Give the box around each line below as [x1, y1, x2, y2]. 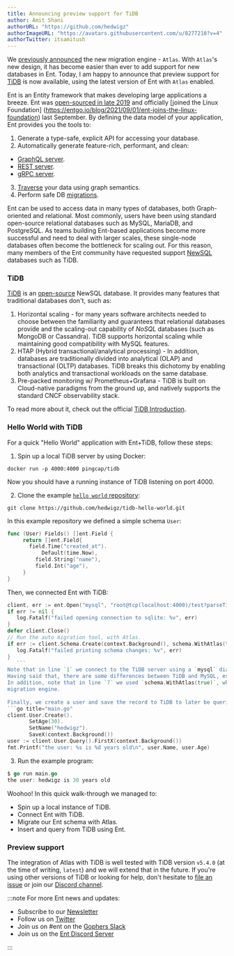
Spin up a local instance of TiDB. [17, 803, 111, 811]
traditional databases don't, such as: [7, 297, 112, 305]
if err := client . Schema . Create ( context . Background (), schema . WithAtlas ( [7, 640, 226, 647]
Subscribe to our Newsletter [17, 907, 99, 916]
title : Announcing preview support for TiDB [7, 10, 139, 17]
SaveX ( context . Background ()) [29, 731, 114, 739]
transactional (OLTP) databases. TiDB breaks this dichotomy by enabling [17, 362, 226, 370]
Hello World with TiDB [7, 422, 83, 432]
